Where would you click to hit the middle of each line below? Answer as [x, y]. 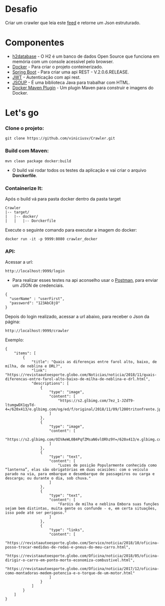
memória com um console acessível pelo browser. [63, 61]
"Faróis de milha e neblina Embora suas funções [109, 504]
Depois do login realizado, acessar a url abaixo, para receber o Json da [77, 317]
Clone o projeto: [25, 128]
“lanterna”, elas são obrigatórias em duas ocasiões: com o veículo [77, 470]
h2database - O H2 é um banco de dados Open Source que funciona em [86, 56]
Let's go [22, 113]
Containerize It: [24, 188]
